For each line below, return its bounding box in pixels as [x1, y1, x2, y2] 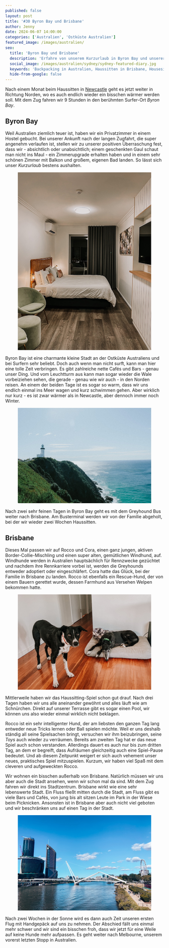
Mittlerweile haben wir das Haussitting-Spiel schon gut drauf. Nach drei [5, 694, 153, 700]
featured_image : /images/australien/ [5, 40, 84, 45]
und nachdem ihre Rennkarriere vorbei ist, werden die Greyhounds [5, 563, 143, 569]
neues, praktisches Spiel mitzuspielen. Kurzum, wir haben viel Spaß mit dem [5, 758, 163, 764]
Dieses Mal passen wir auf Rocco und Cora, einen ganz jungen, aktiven [5, 547, 153, 553]
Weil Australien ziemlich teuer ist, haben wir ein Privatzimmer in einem [5, 130, 151, 136]
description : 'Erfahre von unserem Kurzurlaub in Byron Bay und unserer [10, 56, 165, 61]
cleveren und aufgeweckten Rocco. [5, 763, 79, 769]
